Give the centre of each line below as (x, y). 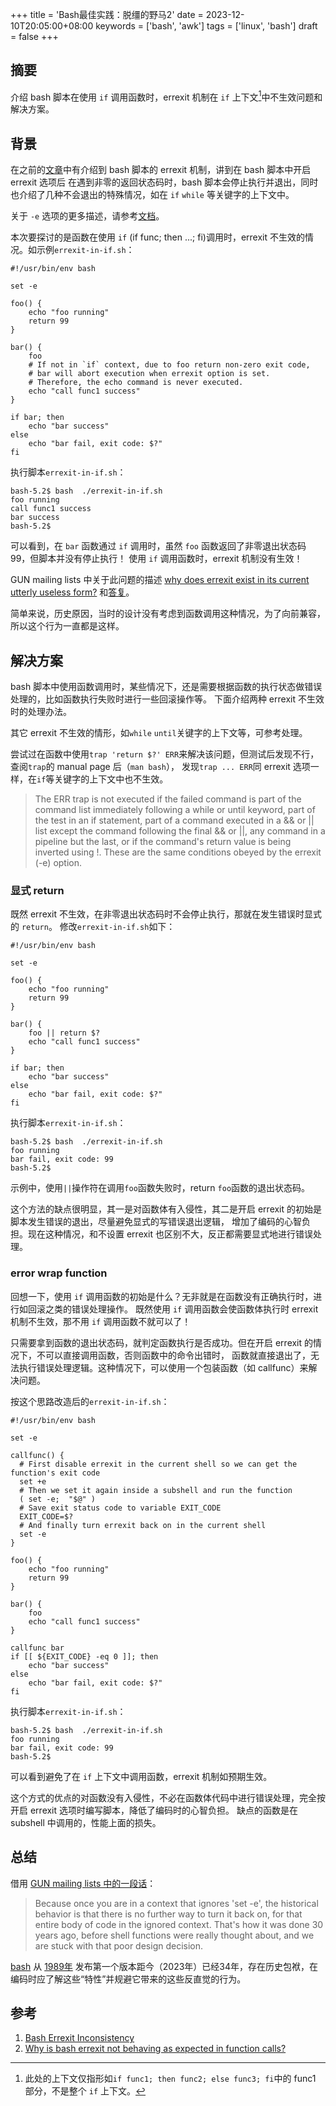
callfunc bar (37, 1648)
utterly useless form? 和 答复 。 (72, 592)
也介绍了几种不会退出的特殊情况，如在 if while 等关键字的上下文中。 (152, 195)
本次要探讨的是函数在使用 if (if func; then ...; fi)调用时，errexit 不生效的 (157, 237)
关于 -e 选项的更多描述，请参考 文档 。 (87, 216)
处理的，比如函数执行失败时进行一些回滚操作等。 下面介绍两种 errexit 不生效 (167, 699)
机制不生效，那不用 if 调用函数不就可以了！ (101, 1321)
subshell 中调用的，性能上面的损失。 (86, 1822)
